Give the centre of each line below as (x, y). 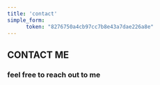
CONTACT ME (38, 55)
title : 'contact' (32, 14)
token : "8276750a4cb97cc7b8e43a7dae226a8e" (90, 26)
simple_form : (26, 20)
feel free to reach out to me (54, 75)
